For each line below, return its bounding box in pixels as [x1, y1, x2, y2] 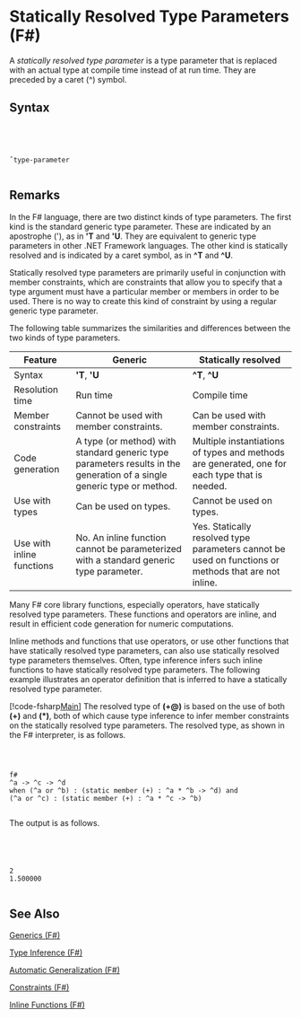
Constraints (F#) [9, 982, 70, 993]
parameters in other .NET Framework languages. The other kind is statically [9, 240, 288, 250]
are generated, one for [192, 457, 287, 470]
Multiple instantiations [192, 434, 285, 447]
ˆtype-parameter [9, 155, 70, 164]
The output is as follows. [9, 817, 100, 828]
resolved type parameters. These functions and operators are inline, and [9, 609, 278, 619]
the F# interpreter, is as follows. [9, 729, 126, 740]
